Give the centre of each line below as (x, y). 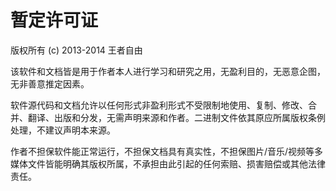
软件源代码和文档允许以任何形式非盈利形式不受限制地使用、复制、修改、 (159, 105)
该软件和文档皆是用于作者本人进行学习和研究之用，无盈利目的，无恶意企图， (168, 71)
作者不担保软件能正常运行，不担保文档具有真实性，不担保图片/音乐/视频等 (162, 151)
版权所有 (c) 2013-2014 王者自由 (76, 50)
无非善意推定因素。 (50, 83)
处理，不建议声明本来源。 (63, 130)
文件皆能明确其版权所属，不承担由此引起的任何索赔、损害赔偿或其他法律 (176, 163)
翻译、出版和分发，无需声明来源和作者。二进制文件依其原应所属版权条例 (176, 117)
